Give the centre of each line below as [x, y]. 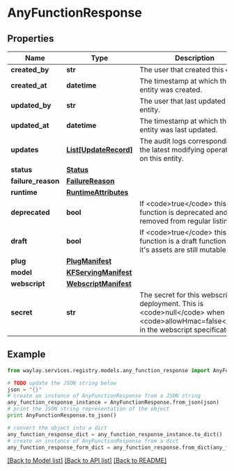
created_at [29, 85]
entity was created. [171, 90]
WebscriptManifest [99, 284]
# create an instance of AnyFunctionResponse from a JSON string [104, 396]
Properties [31, 39]
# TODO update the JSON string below [62, 383]
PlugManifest [89, 261]
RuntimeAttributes [97, 192]
